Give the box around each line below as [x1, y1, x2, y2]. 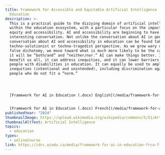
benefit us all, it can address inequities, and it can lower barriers [9, 57, 160, 62]
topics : [5, 124, 21, 129]
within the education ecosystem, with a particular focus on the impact [9, 26, 162, 30]
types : [5, 133, 19, 138]
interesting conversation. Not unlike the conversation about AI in [9, 35, 153, 40]
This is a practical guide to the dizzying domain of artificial [9, 21, 146, 26]
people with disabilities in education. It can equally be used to [9, 62, 151, 67]
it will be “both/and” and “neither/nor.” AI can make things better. [9, 52, 157, 58]
